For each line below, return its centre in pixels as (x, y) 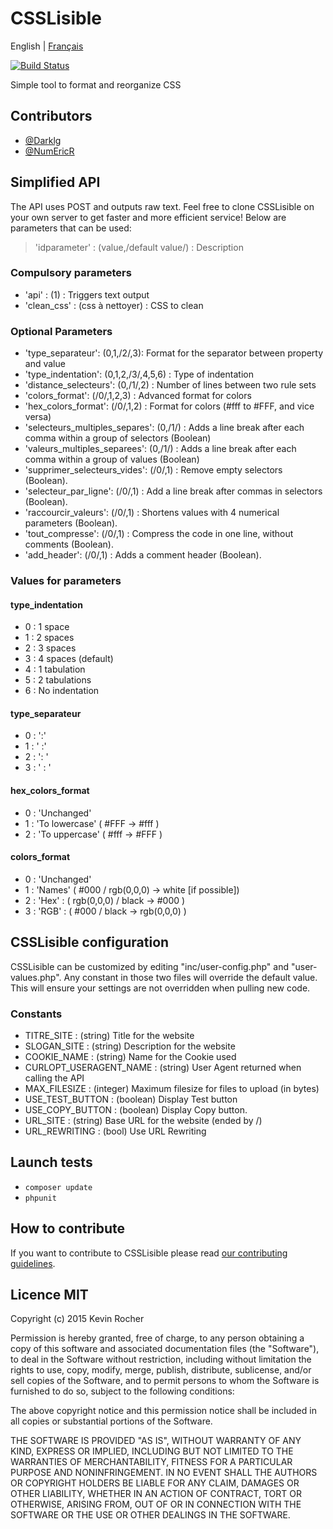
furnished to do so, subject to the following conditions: (122, 1391)
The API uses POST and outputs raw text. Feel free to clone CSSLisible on (162, 206)
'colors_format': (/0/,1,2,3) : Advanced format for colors (138, 396)
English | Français (47, 46)
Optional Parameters (61, 331)
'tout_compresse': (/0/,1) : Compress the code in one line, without (159, 534)
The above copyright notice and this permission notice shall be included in (163, 1411)
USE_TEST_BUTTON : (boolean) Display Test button (131, 1099)
